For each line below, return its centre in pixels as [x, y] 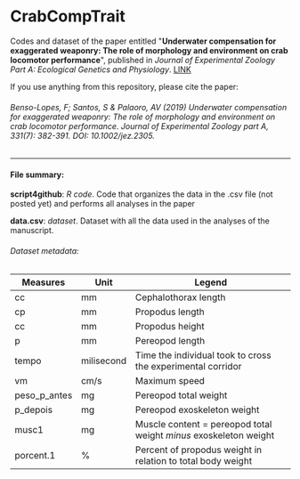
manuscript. [32, 231]
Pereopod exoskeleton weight [197, 410]
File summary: [37, 175]
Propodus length [170, 312]
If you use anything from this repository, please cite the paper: [124, 86]
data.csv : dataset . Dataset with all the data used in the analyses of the [140, 221]
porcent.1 [35, 455]
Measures [44, 282]
